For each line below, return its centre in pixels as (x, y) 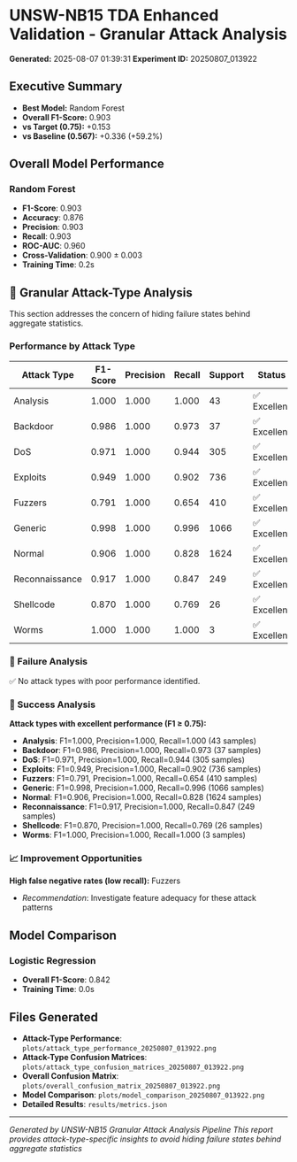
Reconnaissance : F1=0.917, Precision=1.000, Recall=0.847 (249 (138, 807)
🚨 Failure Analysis (49, 662)
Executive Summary (66, 86)
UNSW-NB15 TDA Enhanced (114, 15)
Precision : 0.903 (53, 227)
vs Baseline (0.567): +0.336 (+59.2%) (92, 136)
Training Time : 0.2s (58, 265)
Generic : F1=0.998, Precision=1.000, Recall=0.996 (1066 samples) (143, 788)
